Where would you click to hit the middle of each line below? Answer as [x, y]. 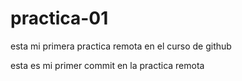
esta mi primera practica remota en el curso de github [121, 46]
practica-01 [59, 18]
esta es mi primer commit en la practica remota [107, 65]
